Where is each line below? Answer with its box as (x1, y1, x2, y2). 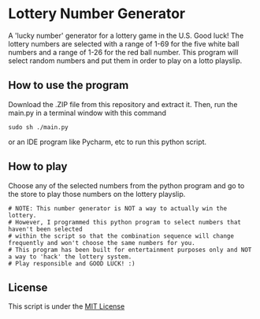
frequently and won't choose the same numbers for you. (8, 239, 195, 247)
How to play (8, 160, 68, 173)
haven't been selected (8, 225, 83, 233)
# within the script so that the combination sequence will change (8, 232, 235, 240)
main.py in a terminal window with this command (8, 108, 167, 117)
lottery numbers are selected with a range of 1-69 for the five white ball (8, 39, 240, 48)
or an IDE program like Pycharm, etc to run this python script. (8, 137, 207, 147)
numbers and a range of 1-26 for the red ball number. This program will (8, 47, 239, 57)
